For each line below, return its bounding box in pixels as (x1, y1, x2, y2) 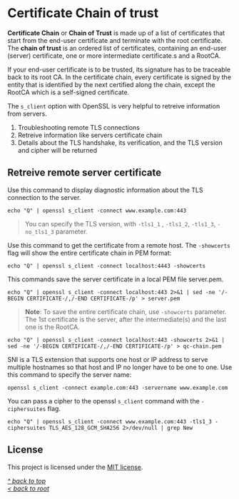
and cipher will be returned (17, 146, 98, 154)
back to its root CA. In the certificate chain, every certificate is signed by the (7, 73, 232, 81)
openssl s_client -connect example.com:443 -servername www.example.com (7, 384, 228, 391)
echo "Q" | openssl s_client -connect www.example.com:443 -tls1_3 (7, 418, 213, 425)
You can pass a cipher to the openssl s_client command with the (7, 396, 200, 405)
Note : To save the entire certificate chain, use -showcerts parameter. (24, 307, 227, 316)
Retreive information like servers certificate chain (17, 131, 163, 139)
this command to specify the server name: (7, 370, 132, 379)
